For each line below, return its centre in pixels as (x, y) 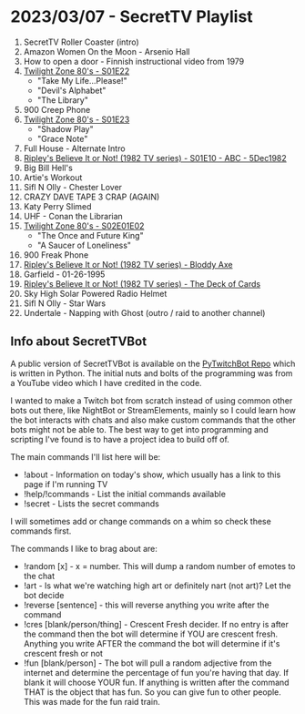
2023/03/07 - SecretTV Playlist (132, 17)
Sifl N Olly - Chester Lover (72, 187)
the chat (39, 576)
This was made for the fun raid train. (91, 701)
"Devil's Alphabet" (71, 90)
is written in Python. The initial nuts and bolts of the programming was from (152, 373)
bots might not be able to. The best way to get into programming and (139, 429)
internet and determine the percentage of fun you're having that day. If (156, 672)
